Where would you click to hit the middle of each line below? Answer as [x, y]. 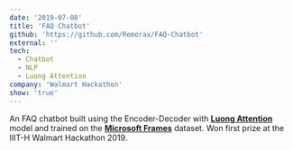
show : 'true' [34, 93]
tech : [19, 51]
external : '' [34, 43]
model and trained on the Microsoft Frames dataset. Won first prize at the [147, 128]
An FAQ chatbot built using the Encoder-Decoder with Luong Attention [141, 119]
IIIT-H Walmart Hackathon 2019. [69, 137]
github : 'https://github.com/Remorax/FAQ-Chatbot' [106, 34]
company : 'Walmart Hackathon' [66, 84]
